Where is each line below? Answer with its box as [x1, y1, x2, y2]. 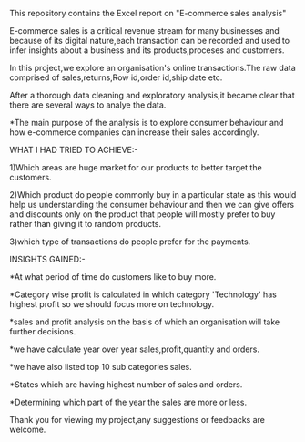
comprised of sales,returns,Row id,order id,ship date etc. [9, 72, 223, 83]
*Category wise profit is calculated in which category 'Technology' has [9, 289, 278, 300]
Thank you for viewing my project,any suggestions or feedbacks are [9, 415, 266, 425]
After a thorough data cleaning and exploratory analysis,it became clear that [9, 90, 295, 100]
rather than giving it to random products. [9, 219, 162, 229]
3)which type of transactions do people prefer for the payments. [9, 236, 251, 247]
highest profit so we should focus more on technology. [9, 299, 215, 309]
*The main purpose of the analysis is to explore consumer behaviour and [9, 118, 284, 128]
